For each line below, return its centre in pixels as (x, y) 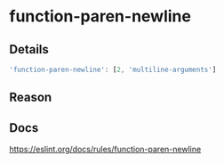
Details (29, 49)
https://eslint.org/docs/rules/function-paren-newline (105, 150)
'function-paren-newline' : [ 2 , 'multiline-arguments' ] (113, 69)
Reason (31, 98)
